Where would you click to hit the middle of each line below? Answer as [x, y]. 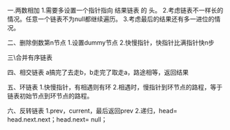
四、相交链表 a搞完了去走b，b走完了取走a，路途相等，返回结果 [98, 72]
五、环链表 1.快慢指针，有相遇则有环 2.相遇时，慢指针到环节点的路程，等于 [115, 87]
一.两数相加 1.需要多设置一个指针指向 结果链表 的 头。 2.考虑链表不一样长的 [115, 10]
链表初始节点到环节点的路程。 [50, 96]
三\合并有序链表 [30, 57]
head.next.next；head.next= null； [57, 120]
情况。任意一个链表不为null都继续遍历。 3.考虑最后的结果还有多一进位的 [111, 19]
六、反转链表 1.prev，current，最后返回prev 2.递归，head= [92, 111]
